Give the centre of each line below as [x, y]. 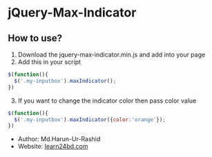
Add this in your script [49, 62]
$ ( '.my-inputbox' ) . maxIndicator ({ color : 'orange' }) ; [90, 119]
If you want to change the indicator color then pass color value [107, 101]
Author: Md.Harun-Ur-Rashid [59, 139]
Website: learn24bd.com [53, 147]
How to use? [35, 38]
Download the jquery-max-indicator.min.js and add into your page [112, 54]
